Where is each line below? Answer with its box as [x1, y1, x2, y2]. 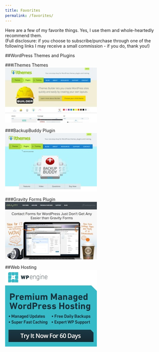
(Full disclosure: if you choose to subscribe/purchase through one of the [5, 37, 151, 44]
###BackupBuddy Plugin [5, 127, 55, 133]
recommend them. [5, 32, 43, 38]
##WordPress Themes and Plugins [5, 52, 75, 59]
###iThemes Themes [5, 62, 48, 68]
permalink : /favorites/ [5, 13, 54, 18]
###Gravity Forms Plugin [5, 196, 55, 202]
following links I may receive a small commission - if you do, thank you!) [5, 43, 150, 49]
